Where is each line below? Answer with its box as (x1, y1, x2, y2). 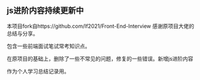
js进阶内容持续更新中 (7, 5, 84, 16)
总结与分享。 (7, 30, 38, 37)
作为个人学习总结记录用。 (7, 68, 70, 75)
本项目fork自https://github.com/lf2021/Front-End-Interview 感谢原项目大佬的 (7, 23, 195, 30)
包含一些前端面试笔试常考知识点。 (7, 42, 90, 49)
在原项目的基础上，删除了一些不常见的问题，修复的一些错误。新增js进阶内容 (7, 55, 193, 62)
